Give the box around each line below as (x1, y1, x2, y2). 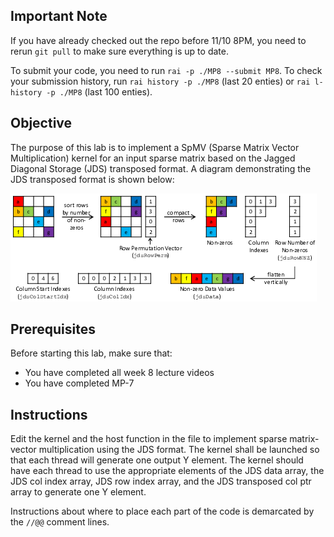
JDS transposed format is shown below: (10, 173, 175, 185)
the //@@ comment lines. (10, 516, 110, 528)
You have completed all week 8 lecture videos (24, 367, 215, 379)
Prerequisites (10, 321, 96, 338)
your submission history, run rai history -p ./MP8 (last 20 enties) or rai (10, 75, 311, 87)
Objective (10, 115, 73, 132)
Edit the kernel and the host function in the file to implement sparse (10, 433, 288, 445)
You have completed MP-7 (24, 377, 135, 389)
